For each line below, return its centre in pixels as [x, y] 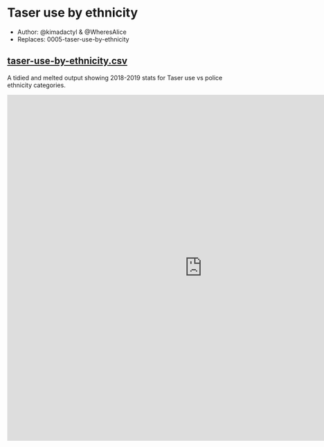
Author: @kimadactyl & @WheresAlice [72, 32]
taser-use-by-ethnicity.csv [67, 61]
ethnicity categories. [36, 85]
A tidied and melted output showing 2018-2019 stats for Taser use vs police [115, 77]
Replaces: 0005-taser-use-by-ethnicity [73, 39]
